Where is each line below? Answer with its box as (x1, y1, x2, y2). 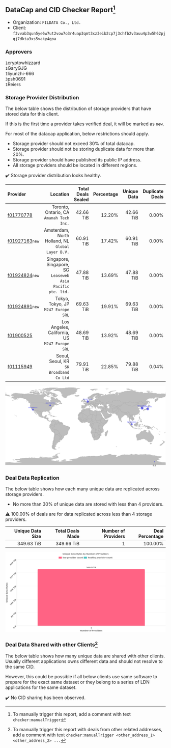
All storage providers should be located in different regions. (12, 162, 137, 169)
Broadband (48, 370, 70, 375)
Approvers (5, 48, 32, 55)
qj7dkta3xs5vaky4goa (12, 36, 56, 41)
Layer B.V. (46, 250, 70, 255)
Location (50, 191, 70, 197)
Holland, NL (45, 238, 70, 244)
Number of (101, 528, 126, 534)
